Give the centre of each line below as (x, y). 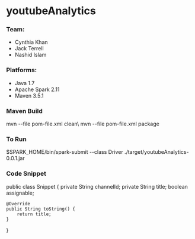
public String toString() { (41, 209)
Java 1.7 (25, 83)
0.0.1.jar (15, 159)
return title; (34, 214)
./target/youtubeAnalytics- (156, 152)
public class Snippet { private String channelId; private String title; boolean (97, 186)
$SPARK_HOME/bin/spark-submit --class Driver (65, 152)
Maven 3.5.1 (29, 95)
